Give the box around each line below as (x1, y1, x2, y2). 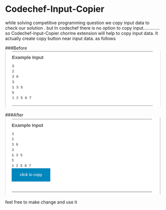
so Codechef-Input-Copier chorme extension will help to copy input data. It (5, 30, 158, 36)
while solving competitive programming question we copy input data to (5, 20, 150, 26)
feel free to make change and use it (5, 199, 78, 205)
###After (5, 112, 24, 118)
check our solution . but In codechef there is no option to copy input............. (5, 25, 160, 31)
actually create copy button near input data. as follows (5, 35, 116, 41)
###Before (5, 45, 27, 51)
